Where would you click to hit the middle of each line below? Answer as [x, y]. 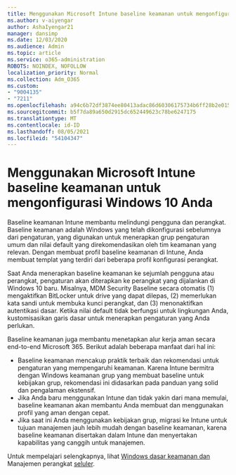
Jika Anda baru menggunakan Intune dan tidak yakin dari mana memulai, [123, 398]
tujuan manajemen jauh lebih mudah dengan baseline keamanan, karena [122, 428]
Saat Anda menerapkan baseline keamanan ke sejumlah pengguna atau [111, 273]
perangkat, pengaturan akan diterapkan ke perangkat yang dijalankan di [111, 281]
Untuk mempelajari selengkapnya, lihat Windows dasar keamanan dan [109, 456]
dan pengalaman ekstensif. [57, 391]
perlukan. [21, 326]
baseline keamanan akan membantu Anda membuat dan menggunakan [120, 405]
